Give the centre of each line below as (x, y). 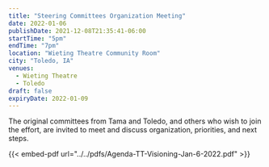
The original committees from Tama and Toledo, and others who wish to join (135, 121)
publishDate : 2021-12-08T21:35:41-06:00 (78, 31)
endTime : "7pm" (34, 46)
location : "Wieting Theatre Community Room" (84, 53)
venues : (21, 69)
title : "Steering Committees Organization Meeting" (97, 16)
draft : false (30, 91)
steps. (19, 139)
